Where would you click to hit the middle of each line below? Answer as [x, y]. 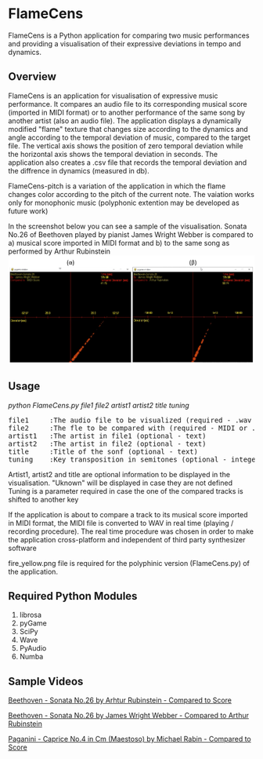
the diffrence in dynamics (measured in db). [79, 170]
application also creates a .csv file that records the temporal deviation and [128, 162]
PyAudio [33, 648]
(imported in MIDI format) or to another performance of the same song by [126, 112]
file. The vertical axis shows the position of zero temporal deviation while [126, 145]
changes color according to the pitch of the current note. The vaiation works [131, 194]
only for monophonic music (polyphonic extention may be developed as [124, 203]
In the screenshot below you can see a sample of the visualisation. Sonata [128, 226]
